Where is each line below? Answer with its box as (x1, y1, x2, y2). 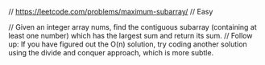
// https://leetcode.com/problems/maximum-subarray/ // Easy (8, 7, 213, 16)
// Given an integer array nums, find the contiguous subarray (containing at (8, 22, 258, 31)
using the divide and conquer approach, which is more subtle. (8, 48, 214, 57)
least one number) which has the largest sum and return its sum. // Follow (8, 31, 253, 40)
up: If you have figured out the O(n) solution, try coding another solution (8, 39, 247, 49)
